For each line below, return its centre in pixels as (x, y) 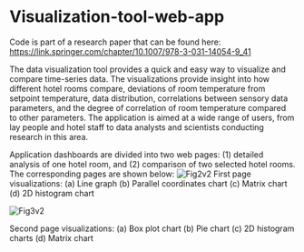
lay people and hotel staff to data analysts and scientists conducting (137, 127)
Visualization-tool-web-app (117, 17)
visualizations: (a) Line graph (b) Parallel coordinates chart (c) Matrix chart (148, 183)
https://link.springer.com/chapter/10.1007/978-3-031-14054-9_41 (130, 51)
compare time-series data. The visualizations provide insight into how (140, 78)
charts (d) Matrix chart (51, 237)
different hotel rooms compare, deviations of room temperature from (137, 88)
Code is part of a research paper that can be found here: (115, 42)
